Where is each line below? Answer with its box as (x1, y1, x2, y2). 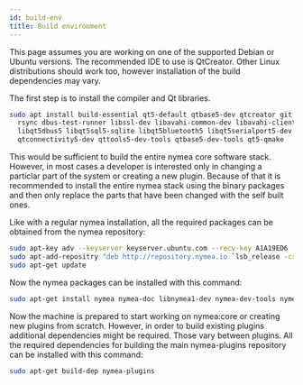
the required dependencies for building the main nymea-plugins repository (9, 339, 287, 350)
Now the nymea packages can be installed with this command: (9, 277, 243, 288)
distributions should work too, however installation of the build (9, 65, 241, 77)
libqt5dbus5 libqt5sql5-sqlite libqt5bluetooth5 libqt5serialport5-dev (17, 127, 293, 136)
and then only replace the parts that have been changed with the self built (9, 190, 284, 200)
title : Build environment (9, 22, 106, 31)
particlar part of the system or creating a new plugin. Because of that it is (9, 170, 281, 181)
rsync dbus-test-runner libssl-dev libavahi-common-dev (17, 118, 232, 127)
